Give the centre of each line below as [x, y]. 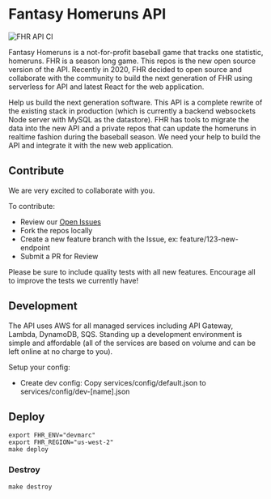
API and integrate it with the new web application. [91, 145]
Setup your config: [39, 367]
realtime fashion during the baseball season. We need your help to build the [135, 136]
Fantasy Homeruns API [87, 14]
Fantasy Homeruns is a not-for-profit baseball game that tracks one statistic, [136, 52]
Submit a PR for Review [59, 256]
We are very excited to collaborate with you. [82, 190]
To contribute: [32, 206]
